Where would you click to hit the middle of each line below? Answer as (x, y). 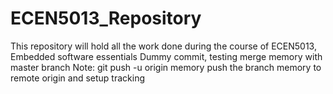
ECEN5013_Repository (106, 18)
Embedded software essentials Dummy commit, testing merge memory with (166, 56)
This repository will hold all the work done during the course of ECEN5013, (163, 46)
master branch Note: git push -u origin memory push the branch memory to (166, 67)
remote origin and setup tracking (77, 78)
